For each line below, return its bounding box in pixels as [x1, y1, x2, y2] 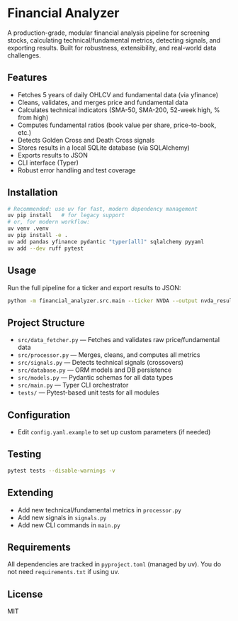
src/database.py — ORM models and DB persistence [17, 366, 172, 374]
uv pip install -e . [7, 232, 69, 239]
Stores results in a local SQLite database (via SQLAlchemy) [17, 143, 190, 152]
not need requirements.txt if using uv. [7, 568, 120, 576]
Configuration [7, 409, 71, 421]
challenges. [7, 51, 41, 60]
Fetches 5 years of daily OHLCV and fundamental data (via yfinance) [17, 90, 219, 99]
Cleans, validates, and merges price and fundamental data [17, 98, 188, 106]
